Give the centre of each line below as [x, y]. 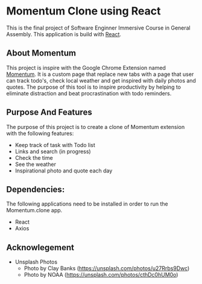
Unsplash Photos [36, 262]
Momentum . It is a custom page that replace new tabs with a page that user [100, 74]
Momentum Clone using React [84, 11]
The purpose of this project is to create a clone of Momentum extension [96, 127]
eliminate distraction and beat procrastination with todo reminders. [89, 93]
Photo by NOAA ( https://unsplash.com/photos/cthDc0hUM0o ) [101, 275]
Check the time [34, 157]
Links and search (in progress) [53, 151]
